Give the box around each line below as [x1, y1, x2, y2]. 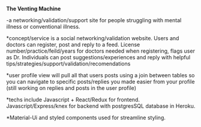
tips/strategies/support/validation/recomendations [6, 60, 131, 67]
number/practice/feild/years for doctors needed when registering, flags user [6, 47, 195, 55]
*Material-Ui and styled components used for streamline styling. [6, 114, 166, 121]
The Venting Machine [6, 5, 61, 12]
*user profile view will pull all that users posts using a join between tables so [6, 72, 195, 78]
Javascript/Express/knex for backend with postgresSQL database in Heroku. [6, 102, 196, 110]
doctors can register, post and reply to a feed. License [6, 41, 140, 48]
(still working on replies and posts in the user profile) [6, 84, 137, 92]
